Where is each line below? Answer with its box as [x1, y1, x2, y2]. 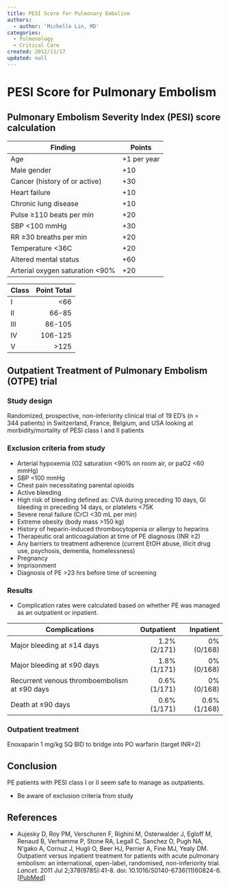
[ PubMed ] [16, 873, 46, 882]
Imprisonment [16, 561, 57, 570]
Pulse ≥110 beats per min [10, 210, 94, 220]
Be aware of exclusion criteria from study [16, 792, 133, 800]
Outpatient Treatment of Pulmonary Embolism [7, 365, 207, 377]
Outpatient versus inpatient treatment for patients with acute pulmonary [16, 852, 220, 860]
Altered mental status [10, 255, 79, 264]
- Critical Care [13, 42, 60, 49]
